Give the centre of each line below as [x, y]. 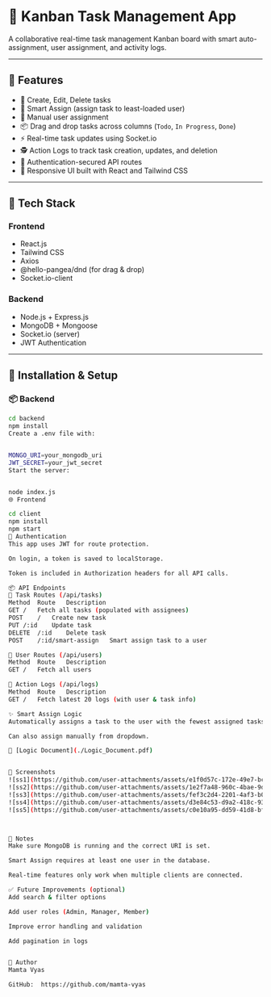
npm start [25, 529]
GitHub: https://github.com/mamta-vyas [77, 985]
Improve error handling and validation [75, 926]
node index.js [32, 492]
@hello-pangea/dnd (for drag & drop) [82, 270]
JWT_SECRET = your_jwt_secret [56, 463]
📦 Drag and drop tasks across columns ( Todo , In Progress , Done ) [128, 126]
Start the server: [39, 470]
